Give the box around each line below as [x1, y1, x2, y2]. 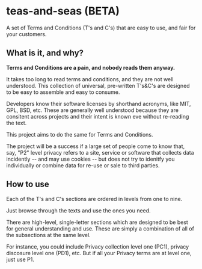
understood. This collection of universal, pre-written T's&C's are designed [6, 82, 191, 89]
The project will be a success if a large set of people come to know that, [6, 143, 185, 150]
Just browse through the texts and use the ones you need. [6, 206, 151, 214]
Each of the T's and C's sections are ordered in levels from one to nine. [6, 195, 183, 202]
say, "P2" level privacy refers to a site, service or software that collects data [6, 149, 194, 156]
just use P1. [6, 256, 35, 263]
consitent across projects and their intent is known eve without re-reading [6, 113, 189, 120]
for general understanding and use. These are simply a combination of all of [6, 224, 194, 232]
